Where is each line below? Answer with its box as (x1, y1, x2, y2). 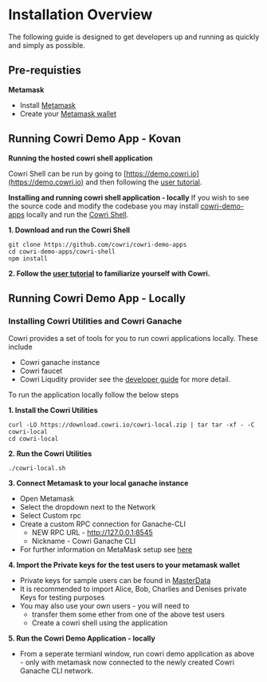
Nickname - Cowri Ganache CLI (31, 537, 136, 546)
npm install (8, 254, 48, 263)
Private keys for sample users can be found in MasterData (19, 576, 211, 585)
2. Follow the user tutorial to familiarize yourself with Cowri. (8, 268, 211, 278)
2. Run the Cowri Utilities (8, 449, 92, 458)
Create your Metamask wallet (19, 109, 117, 118)
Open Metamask (19, 494, 74, 504)
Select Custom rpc (19, 511, 82, 521)
